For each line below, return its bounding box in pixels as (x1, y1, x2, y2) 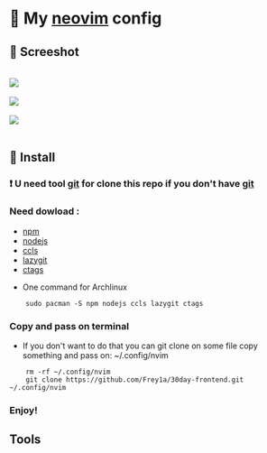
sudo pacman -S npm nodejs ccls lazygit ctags (25, 299, 204, 308)
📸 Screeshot (9, 44, 79, 60)
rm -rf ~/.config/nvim (25, 367, 111, 376)
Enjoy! (9, 403, 38, 416)
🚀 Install (9, 150, 56, 165)
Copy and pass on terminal (9, 319, 129, 332)
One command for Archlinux (22, 282, 128, 292)
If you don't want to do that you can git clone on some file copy (22, 340, 259, 351)
